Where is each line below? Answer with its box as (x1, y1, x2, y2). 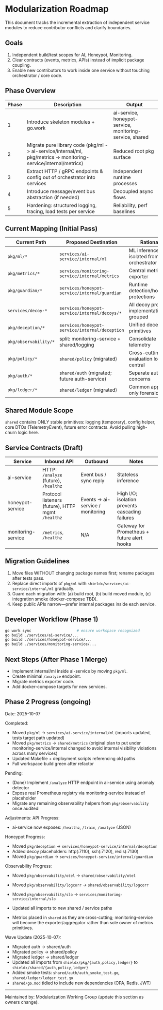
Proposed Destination (66, 239, 118, 246)
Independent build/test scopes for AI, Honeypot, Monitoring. (12, 52, 133, 57)
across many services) (12, 750, 58, 756)
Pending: (5, 770, 23, 776)
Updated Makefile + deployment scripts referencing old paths (12, 755, 135, 761)
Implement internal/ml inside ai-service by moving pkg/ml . (12, 668, 128, 674)
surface (113, 153, 131, 160)
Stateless (117, 471, 138, 478)
